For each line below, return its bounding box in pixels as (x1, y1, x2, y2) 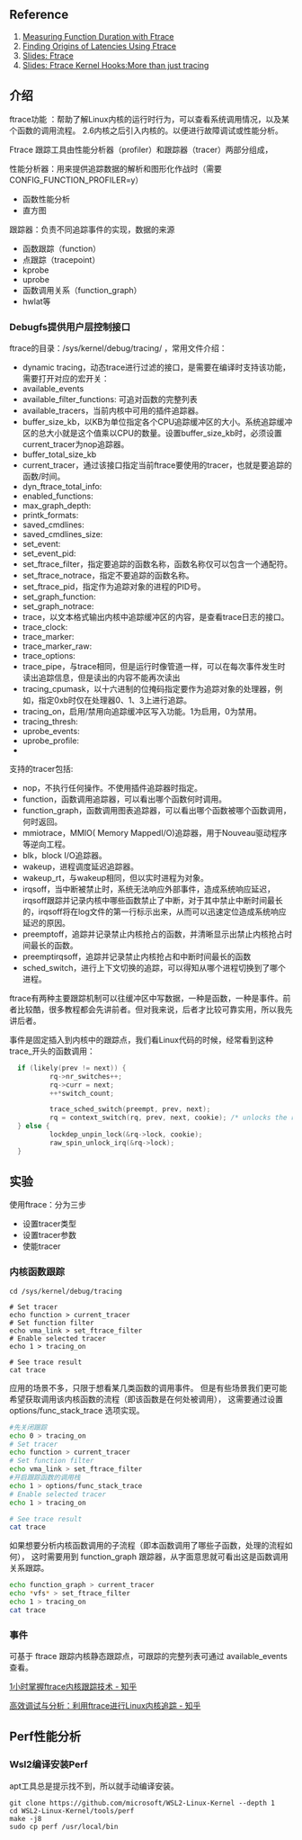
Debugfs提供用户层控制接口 (9, 320, 131, 333)
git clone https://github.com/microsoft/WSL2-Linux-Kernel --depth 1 (9, 1799, 276, 1808)
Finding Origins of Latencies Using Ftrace (22, 40, 177, 51)
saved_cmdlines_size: (22, 528, 103, 539)
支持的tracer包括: (9, 763, 74, 774)
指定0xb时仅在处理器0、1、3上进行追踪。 (38, 695, 192, 705)
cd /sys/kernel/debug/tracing (9, 1287, 123, 1296)
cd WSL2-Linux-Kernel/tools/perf (9, 1806, 135, 1816)
